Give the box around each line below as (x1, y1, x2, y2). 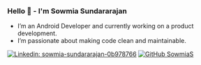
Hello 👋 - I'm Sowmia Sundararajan (7, 6, 127, 16)
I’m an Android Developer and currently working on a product (17, 22, 194, 30)
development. (17, 29, 57, 37)
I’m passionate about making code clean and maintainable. (17, 37, 186, 45)
